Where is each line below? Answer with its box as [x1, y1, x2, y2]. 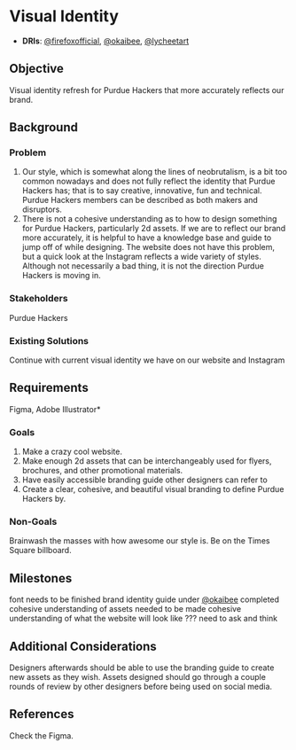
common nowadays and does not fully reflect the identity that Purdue [21, 176, 276, 187]
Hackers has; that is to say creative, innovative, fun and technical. [21, 185, 263, 196]
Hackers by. [21, 494, 66, 504]
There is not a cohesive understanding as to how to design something [21, 214, 277, 224]
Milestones [9, 570, 73, 586]
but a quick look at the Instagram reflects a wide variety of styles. [21, 251, 261, 262]
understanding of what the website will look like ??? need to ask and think [9, 613, 277, 624]
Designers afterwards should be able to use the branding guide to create [9, 662, 275, 673]
